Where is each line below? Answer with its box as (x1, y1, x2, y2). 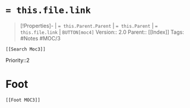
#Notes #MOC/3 (20, 34, 61, 42)
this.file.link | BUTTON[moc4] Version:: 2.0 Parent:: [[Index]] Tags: (20, 28, 185, 36)
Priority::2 (5, 56, 30, 63)
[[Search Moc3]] (5, 46, 46, 52)
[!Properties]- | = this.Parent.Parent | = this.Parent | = (20, 22, 158, 29)
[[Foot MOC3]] (5, 97, 41, 103)
